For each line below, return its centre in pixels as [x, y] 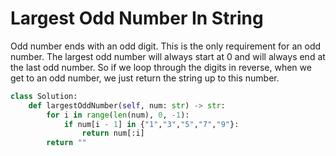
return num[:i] [113, 133]
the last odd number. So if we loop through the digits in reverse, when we [161, 67]
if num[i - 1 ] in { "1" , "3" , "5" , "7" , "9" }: [151, 124]
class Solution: [44, 96]
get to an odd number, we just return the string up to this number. [145, 78]
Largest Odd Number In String [137, 18]
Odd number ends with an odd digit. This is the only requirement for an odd [166, 46]
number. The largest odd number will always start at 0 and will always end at [168, 56]
